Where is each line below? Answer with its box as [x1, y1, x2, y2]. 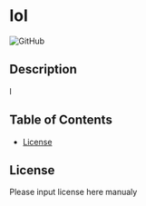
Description [9, 62, 77, 77]
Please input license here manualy [9, 187, 138, 198]
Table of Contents [9, 113, 113, 128]
